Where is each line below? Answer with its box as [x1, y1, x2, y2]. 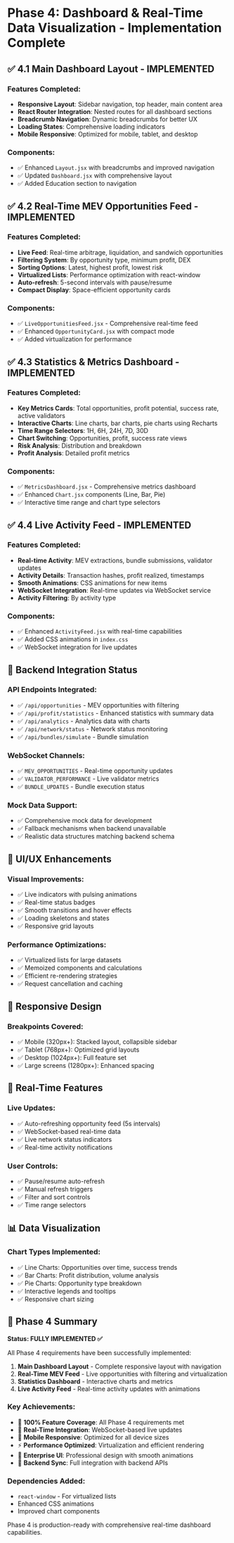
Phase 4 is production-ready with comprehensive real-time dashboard [7, 1520, 212, 1529]
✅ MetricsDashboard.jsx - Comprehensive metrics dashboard [17, 482, 196, 491]
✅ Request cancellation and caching [17, 980, 123, 988]
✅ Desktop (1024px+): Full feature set [17, 1054, 127, 1062]
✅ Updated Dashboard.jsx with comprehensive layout [17, 171, 172, 180]
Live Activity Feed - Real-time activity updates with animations [17, 1385, 201, 1393]
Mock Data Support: [7, 800, 78, 810]
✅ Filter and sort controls [17, 1193, 91, 1202]
